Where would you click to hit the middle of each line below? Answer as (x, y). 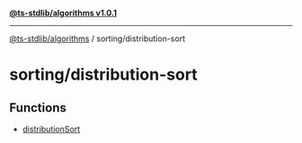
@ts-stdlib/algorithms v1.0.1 (63, 13)
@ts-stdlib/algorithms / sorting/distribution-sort (98, 38)
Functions (38, 108)
